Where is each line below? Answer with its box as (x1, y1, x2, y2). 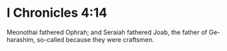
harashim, (6, 35, 36, 43)
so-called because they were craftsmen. (37, 35, 154, 43)
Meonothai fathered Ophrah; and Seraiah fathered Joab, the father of (6, 28, 208, 36)
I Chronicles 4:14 (6, 5, 107, 21)
